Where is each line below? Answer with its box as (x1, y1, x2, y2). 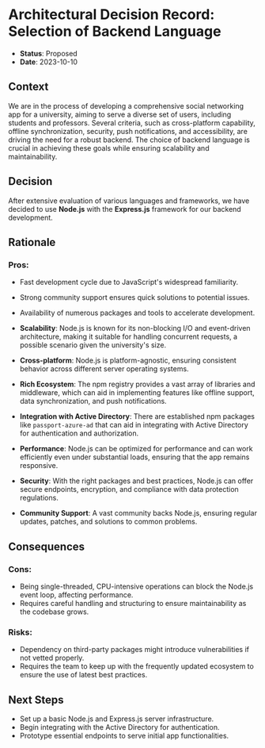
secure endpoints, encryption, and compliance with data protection (19, 485, 239, 494)
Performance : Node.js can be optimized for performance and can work (19, 444, 253, 454)
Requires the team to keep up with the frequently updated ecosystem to (19, 662, 255, 671)
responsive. (19, 461, 59, 470)
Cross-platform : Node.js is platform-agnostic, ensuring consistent (19, 355, 237, 366)
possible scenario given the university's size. (19, 340, 167, 350)
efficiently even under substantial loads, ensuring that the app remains (19, 452, 250, 462)
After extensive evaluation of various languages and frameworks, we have (8, 196, 250, 205)
